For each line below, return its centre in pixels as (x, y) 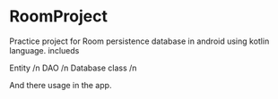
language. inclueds (44, 50)
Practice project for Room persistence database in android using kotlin (139, 41)
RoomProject (58, 16)
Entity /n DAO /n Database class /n (73, 68)
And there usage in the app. (61, 85)
